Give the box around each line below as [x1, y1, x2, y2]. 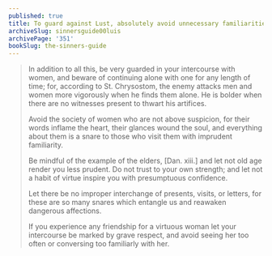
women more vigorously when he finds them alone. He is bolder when [28, 90, 262, 100]
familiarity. [28, 140, 63, 150]
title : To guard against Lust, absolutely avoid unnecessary [8, 19, 219, 28]
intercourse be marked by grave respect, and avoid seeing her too [28, 230, 249, 240]
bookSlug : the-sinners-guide [8, 42, 107, 50]
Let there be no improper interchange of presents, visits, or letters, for [28, 189, 261, 198]
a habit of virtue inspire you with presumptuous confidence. [28, 173, 228, 183]
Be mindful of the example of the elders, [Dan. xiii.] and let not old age [28, 156, 262, 166]
